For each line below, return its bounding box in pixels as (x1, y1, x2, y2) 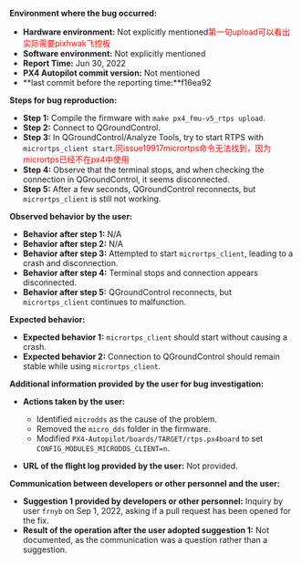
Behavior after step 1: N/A (22, 229, 122, 240)
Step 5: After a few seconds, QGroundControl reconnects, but (22, 184, 256, 194)
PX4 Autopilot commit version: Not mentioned (22, 67, 201, 78)
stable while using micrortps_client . (22, 361, 161, 372)
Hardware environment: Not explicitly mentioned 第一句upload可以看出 (22, 26, 290, 37)
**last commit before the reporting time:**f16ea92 (22, 77, 212, 87)
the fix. (22, 515, 50, 526)
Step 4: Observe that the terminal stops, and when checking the (22, 164, 265, 175)
